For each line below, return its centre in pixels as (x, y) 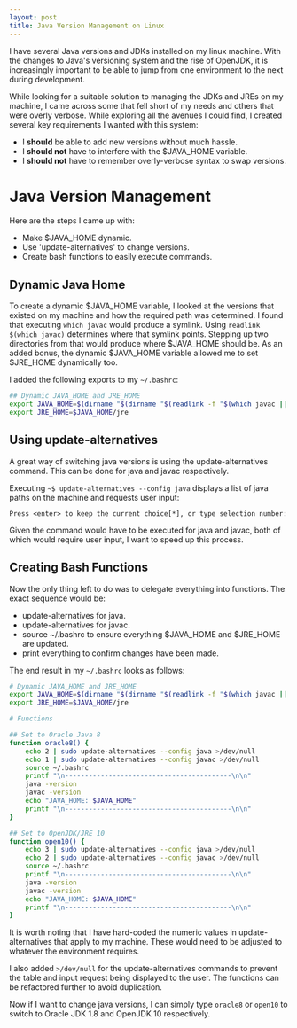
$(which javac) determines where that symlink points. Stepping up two (139, 334)
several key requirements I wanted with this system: (104, 124)
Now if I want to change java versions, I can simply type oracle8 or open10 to (148, 1005)
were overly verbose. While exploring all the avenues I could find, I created (145, 115)
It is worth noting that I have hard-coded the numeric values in (123, 932)
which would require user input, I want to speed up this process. (126, 539)
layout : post (33, 17)
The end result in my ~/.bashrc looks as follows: (97, 670)
